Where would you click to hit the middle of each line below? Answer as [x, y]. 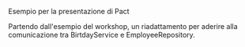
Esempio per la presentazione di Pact [69, 11]
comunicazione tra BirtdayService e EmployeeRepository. [102, 35]
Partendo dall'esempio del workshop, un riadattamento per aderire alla [123, 26]
